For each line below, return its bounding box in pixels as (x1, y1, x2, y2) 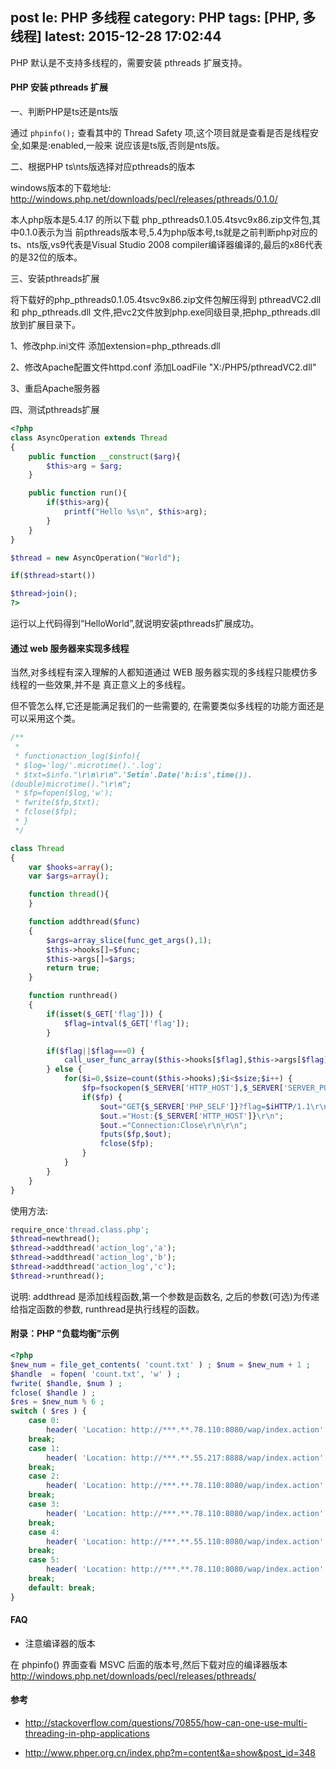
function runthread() (28, 991, 118, 1001)
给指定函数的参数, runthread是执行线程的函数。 (10, 1303, 205, 1315)
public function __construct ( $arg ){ (28, 451, 182, 462)
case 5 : (28, 1555, 60, 1565)
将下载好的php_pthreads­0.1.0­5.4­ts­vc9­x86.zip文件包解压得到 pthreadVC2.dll (10, 294, 322, 306)
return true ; (46, 963, 101, 973)
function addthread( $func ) (28, 917, 141, 927)
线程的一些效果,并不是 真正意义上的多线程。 (10, 679, 191, 691)
